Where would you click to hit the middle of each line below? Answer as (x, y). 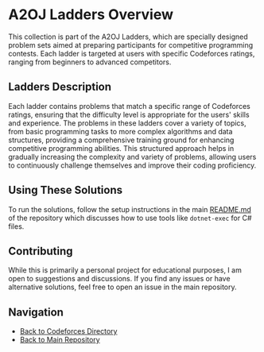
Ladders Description (60, 87)
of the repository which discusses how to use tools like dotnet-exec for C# (130, 218)
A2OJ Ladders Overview (91, 15)
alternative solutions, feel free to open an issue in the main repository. (122, 287)
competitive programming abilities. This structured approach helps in (121, 148)
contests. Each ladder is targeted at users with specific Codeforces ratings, (132, 53)
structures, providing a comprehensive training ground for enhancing (121, 140)
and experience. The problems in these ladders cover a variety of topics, (127, 123)
